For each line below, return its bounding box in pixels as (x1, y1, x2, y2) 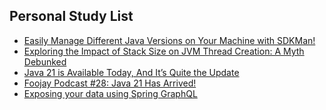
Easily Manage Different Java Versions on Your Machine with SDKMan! (23, 34, 316, 46)
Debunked (23, 55, 67, 68)
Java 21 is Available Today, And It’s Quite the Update (23, 66, 240, 78)
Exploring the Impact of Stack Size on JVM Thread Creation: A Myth (23, 45, 305, 57)
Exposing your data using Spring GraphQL (23, 87, 198, 99)
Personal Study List (9, 8, 134, 25)
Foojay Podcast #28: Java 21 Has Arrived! (23, 77, 197, 89)
